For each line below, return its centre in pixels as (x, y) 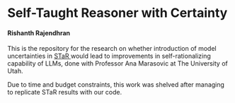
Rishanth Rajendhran (39, 32)
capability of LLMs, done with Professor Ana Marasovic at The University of (117, 63)
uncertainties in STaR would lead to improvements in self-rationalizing (109, 56)
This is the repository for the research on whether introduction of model (112, 49)
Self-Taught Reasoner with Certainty (117, 13)
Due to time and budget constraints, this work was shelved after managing (116, 85)
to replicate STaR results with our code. (65, 92)
